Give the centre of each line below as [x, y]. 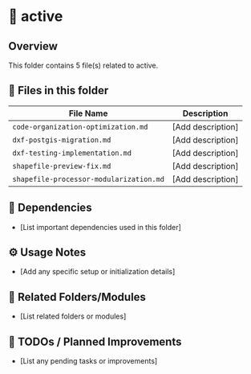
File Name [88, 113]
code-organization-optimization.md [80, 127]
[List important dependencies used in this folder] [101, 227]
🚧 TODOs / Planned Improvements [95, 341]
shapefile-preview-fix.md [62, 166]
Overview [33, 46]
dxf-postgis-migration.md [62, 140]
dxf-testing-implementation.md [72, 153]
